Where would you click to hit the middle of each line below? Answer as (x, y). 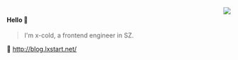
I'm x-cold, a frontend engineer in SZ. (79, 35)
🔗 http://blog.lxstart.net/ (42, 49)
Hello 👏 (17, 20)
